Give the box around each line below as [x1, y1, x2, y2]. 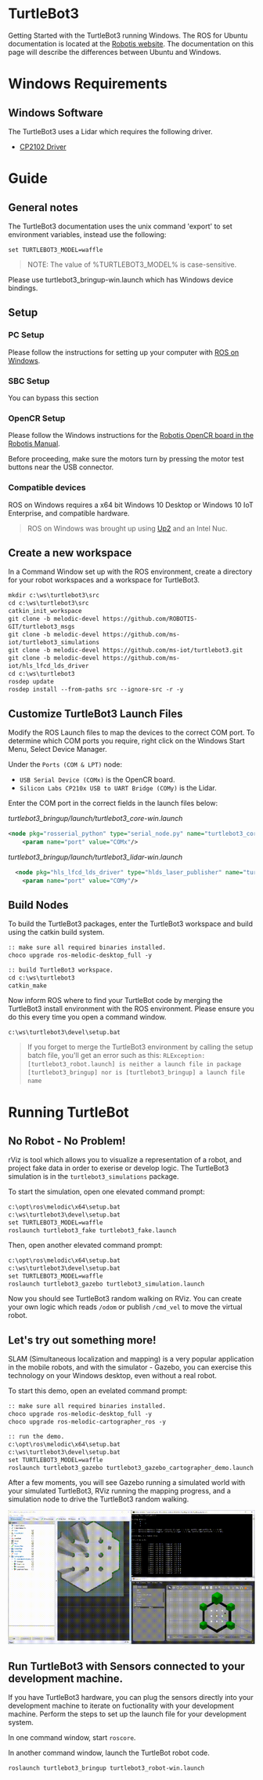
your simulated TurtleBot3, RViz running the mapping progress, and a [8, 1486, 231, 1496]
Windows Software [8, 106, 103, 119]
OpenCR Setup [8, 413, 66, 424]
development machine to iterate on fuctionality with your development [8, 1701, 235, 1711]
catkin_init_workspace [8, 607, 82, 615]
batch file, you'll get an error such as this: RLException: [27, 1051, 206, 1060]
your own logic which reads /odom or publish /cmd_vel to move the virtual [8, 1302, 243, 1311]
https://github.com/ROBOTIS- [103, 615, 198, 623]
